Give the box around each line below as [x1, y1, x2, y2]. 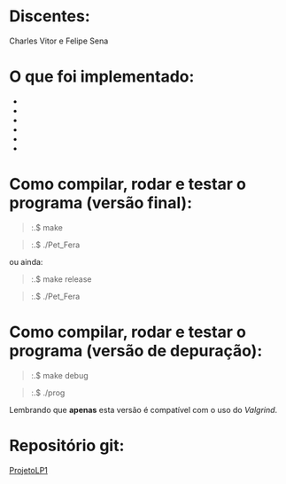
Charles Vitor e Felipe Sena [9, 35, 109, 46]
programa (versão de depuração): [9, 341, 263, 361]
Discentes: [9, 6, 90, 27]
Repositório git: [9, 435, 125, 456]
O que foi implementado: [9, 66, 195, 87]
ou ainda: [9, 256, 43, 267]
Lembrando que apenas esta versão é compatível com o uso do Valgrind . [9, 404, 278, 415]
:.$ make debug [30, 370, 89, 380]
